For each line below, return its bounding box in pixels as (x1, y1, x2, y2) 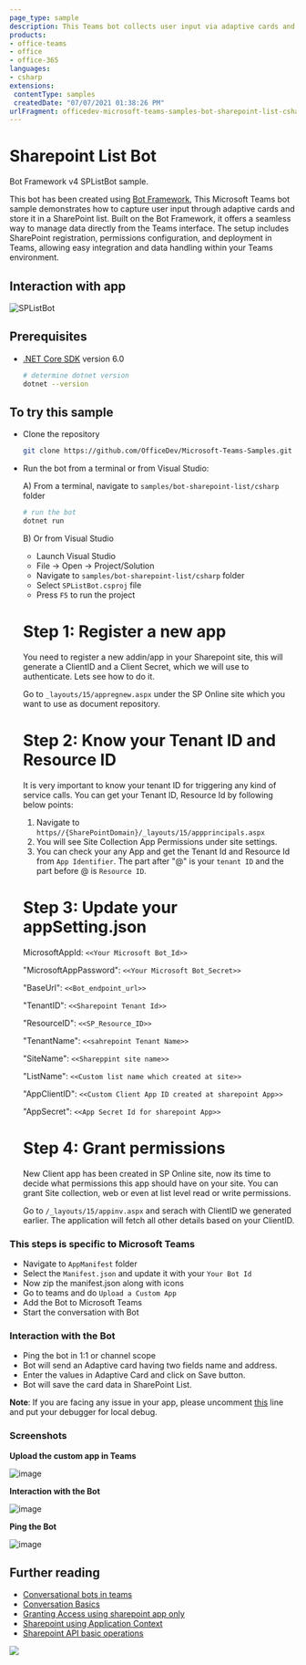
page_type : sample (9, 13, 79, 23)
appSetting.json (22, 917, 148, 938)
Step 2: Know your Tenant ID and (22, 731, 276, 751)
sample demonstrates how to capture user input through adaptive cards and (9, 203, 296, 214)
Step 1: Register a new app (22, 621, 227, 642)
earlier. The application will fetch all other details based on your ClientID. (22, 1214, 295, 1225)
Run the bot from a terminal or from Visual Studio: (22, 463, 209, 474)
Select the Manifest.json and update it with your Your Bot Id (22, 1268, 252, 1279)
